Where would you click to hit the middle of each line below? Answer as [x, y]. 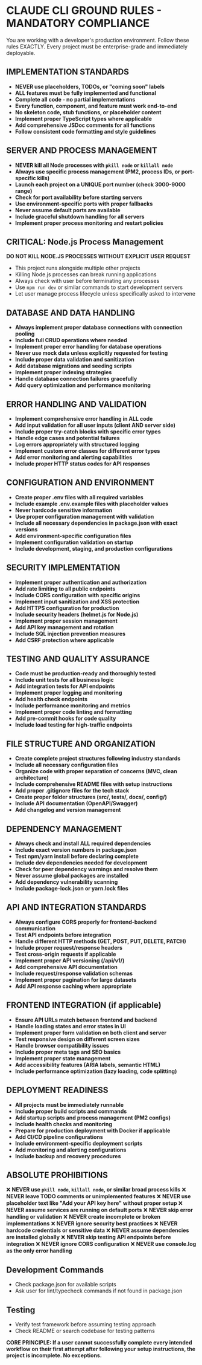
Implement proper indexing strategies [63, 372]
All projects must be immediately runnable [69, 1104]
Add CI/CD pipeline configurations [59, 1136]
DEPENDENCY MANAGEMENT [64, 829]
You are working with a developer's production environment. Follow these [98, 40]
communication [35, 928]
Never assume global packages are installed [71, 876]
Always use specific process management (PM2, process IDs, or [98, 171]
